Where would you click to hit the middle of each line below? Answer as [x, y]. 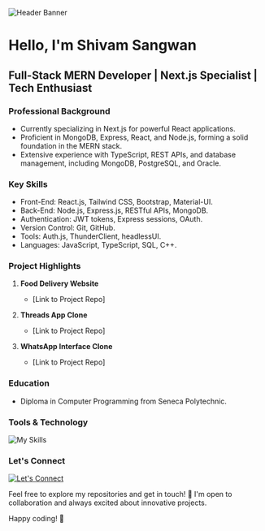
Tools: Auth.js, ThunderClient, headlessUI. [91, 236]
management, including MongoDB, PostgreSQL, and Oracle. [121, 163]
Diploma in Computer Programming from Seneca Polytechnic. [124, 401]
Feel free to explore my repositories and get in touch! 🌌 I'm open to [120, 494]
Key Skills [28, 184]
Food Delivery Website [59, 283]
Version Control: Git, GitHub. [67, 228]
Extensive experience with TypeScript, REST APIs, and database [128, 154]
